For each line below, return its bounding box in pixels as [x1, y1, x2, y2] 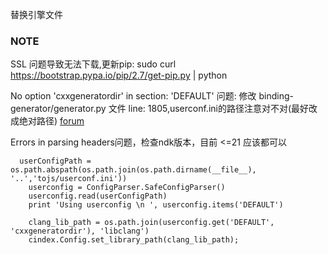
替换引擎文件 [10, 9, 63, 20]
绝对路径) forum [18, 115, 85, 127]
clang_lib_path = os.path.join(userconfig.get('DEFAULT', [28, 218, 275, 228]
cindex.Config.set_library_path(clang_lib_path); [28, 235, 240, 245]
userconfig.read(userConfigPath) [28, 191, 168, 202]
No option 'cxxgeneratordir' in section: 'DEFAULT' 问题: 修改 [10, 90, 257, 102]
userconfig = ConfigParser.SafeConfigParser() [28, 183, 226, 193]
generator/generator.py [10, 103, 107, 115]
